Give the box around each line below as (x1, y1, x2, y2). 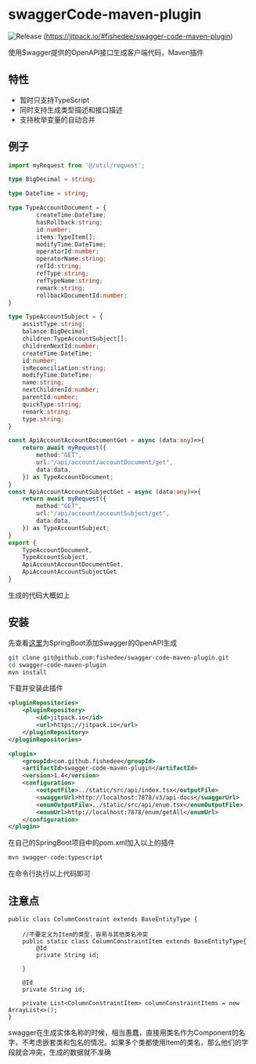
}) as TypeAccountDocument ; (22, 473, 114, 481)
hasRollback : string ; (36, 218, 103, 226)
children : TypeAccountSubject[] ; (22, 335, 128, 343)
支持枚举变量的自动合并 (19, 115, 96, 124)
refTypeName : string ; (36, 276, 103, 284)
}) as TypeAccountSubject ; (22, 524, 110, 532)
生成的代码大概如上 (8, 591, 70, 600)
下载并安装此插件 (8, 683, 63, 693)
